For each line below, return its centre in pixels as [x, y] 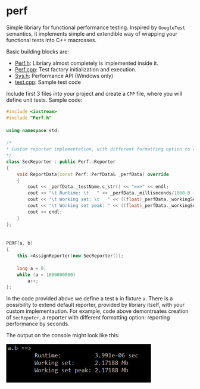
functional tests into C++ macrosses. [51, 40]
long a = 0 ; [32, 268]
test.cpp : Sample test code [48, 82]
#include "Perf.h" [29, 118]
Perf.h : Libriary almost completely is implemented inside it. [87, 63]
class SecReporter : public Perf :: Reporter [61, 162]
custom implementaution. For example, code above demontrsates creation [97, 311]
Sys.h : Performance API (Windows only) [64, 76]
